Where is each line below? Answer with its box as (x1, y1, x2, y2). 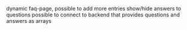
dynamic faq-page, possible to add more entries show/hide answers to (6, 5, 182, 12)
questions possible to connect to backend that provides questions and (6, 11, 180, 18)
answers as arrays (6, 18, 52, 24)
